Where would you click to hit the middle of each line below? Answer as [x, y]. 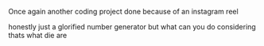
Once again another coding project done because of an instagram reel [123, 11]
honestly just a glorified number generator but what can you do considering [132, 27]
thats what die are [38, 35]
